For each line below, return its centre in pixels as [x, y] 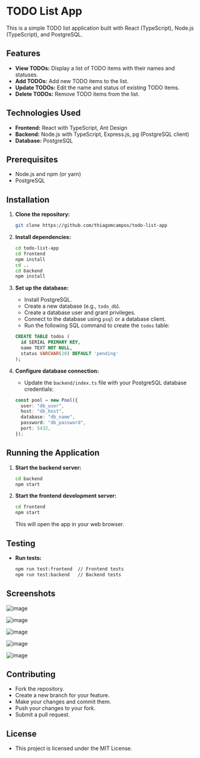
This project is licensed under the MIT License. [74, 748]
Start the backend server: [48, 467]
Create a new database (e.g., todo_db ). [72, 306]
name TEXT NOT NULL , [47, 348]
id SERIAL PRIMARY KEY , [51, 342]
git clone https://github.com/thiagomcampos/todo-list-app [91, 226]
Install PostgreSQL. [48, 300]
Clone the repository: [42, 214]
